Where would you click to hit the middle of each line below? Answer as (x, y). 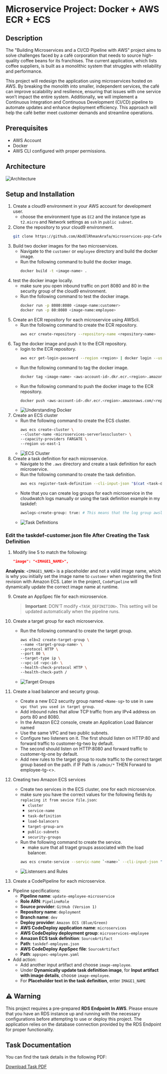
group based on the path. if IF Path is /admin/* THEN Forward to (86, 764)
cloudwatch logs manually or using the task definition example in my (90, 498)
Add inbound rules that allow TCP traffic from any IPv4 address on (88, 711)
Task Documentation (38, 1045)
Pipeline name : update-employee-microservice (67, 896)
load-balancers (43, 821)
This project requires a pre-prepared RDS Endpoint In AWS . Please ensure (82, 1008)
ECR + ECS (28, 20)
